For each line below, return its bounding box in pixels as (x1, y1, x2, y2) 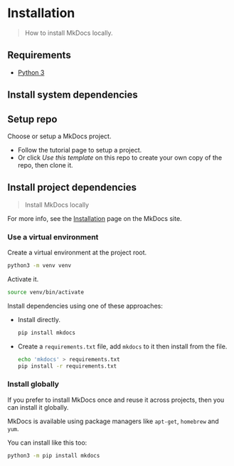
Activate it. (7, 274, 39, 283)
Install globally (7, 379, 59, 389)
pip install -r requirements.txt (17, 362, 117, 370)
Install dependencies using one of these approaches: (7, 301, 164, 310)
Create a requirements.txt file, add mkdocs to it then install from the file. (17, 342, 228, 351)
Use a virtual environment (7, 232, 99, 242)
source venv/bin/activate (7, 289, 84, 296)
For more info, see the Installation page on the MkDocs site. (7, 214, 183, 222)
